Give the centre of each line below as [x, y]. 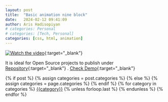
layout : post [19, 10]
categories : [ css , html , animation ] [44, 39]
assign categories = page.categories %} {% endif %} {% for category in [81, 83]
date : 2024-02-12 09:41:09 [36, 19]
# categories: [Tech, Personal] [39, 34]
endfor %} [16, 94]
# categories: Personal [31, 29]
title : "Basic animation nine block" [46, 15]
